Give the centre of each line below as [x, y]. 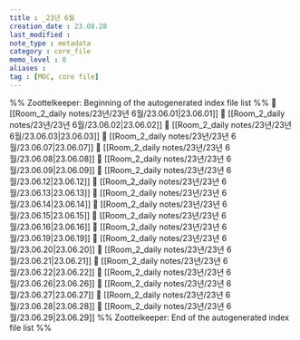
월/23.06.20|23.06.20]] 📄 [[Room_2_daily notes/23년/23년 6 [121, 249]
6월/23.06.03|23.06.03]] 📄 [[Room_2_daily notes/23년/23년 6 [123, 136]
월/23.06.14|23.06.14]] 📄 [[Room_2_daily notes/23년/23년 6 [119, 204]
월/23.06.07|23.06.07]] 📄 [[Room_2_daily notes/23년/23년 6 [120, 147]
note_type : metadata [50, 43]
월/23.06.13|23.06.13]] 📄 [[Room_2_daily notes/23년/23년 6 [118, 192]
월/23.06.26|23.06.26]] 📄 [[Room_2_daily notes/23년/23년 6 [121, 283]
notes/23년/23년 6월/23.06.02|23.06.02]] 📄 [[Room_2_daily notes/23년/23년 [150, 124]
